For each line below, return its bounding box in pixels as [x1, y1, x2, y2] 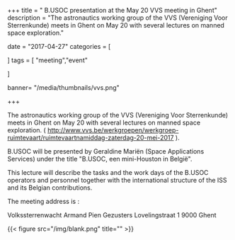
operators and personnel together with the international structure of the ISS [7, 176, 228, 184]
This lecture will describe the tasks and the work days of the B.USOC [7, 168, 209, 176]
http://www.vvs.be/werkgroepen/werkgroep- [47, 126, 179, 134]
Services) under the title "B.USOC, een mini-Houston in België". [7, 155, 193, 163]
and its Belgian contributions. [7, 183, 93, 192]
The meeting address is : [7, 198, 80, 205]
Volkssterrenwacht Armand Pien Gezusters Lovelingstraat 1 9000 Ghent [7, 211, 217, 219]
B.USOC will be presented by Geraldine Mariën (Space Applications [7, 147, 205, 155]
